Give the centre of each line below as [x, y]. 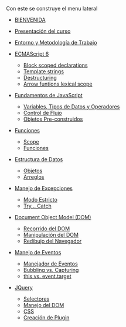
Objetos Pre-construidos [53, 119]
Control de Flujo [43, 113]
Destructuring [40, 78]
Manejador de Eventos [50, 264]
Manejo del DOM [44, 305]
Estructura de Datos [39, 159]
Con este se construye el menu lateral [52, 8]
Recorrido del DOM [47, 229]
